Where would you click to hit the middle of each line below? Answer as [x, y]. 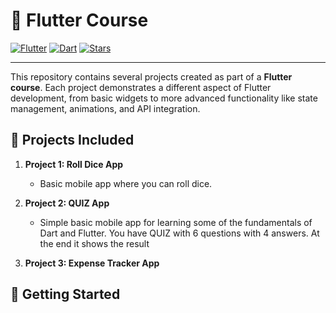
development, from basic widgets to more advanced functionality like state [164, 98]
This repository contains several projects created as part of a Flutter [151, 76]
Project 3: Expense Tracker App [92, 263]
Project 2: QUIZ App [67, 203]
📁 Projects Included [72, 140]
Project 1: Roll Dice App [74, 164]
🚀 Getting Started [65, 294]
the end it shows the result [94, 243]
